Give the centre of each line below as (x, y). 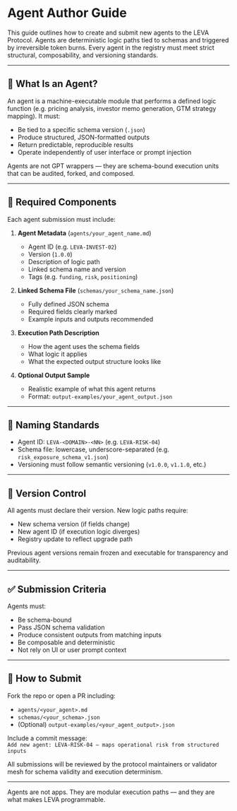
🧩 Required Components (62, 202)
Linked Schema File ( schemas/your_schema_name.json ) (96, 290)
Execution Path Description (59, 333)
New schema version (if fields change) (74, 524)
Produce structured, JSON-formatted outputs (84, 137)
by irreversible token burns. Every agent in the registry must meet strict (111, 47)
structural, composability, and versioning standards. (83, 55)
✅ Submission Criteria (57, 589)
